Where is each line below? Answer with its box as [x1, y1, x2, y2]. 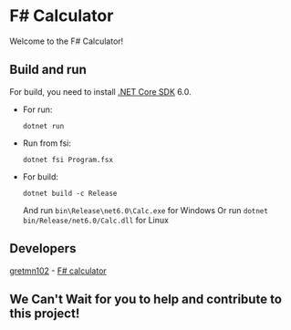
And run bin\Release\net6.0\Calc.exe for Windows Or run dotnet [22, 204, 269, 215]
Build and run [9, 62, 87, 77]
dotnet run [22, 121, 65, 130]
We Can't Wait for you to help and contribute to [9, 291, 283, 306]
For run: [22, 104, 53, 115]
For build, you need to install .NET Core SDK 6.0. [9, 86, 192, 97]
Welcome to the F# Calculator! [9, 36, 124, 46]
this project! [9, 305, 80, 321]
